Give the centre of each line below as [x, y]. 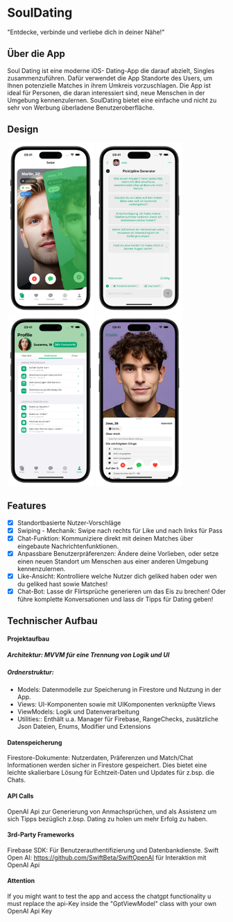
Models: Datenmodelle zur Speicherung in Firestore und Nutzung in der [119, 690]
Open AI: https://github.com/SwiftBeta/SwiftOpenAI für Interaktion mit [107, 857]
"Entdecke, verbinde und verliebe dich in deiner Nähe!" [86, 32]
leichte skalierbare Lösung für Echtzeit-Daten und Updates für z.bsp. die [111, 773]
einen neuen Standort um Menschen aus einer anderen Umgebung [113, 561]
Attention [21, 881]
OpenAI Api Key [30, 911]
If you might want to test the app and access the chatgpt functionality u [109, 896]
